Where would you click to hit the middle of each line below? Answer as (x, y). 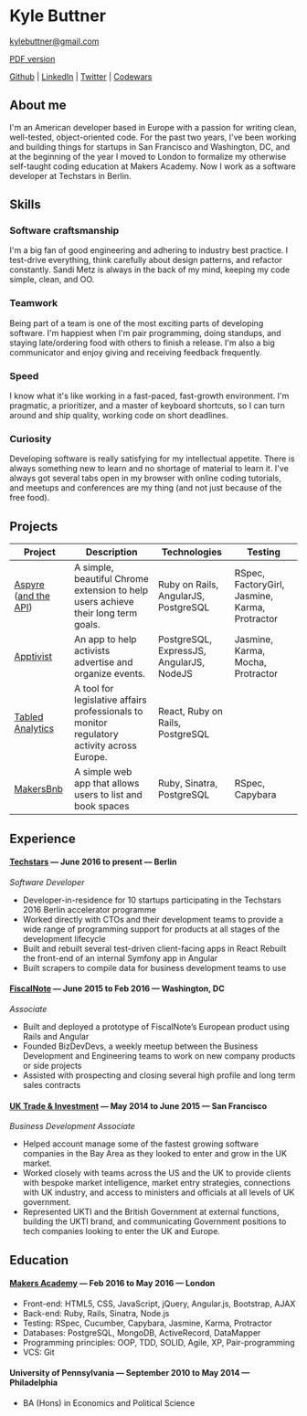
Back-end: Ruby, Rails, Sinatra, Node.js (96, 1313)
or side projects (52, 1065)
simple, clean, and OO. (52, 280)
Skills (25, 205)
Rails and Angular (56, 1036)
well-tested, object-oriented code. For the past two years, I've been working (153, 137)
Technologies (191, 552)
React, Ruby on (191, 712)
